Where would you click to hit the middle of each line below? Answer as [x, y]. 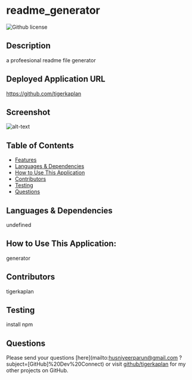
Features [26, 160]
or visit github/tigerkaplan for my [145, 364]
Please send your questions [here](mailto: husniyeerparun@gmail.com [92, 358]
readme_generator [53, 10]
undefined [19, 225]
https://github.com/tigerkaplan [44, 93]
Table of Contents [40, 145]
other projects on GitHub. [37, 370]
